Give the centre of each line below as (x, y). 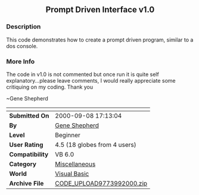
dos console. (22, 46)
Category (23, 164)
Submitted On (29, 115)
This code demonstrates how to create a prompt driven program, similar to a (100, 40)
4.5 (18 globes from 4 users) (96, 144)
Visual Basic (72, 174)
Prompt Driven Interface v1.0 (100, 10)
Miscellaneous (75, 164)
